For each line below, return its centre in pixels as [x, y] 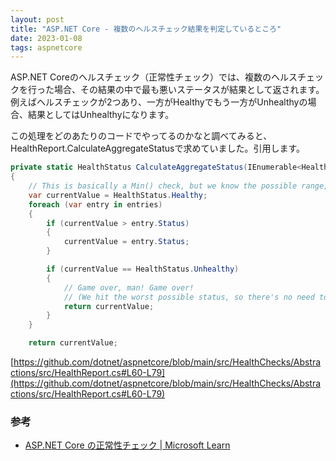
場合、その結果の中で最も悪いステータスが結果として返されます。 [189, 90]
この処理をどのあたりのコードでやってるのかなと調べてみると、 [141, 136]
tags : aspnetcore [46, 47]
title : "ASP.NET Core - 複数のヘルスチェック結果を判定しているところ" [146, 29]
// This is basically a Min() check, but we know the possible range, [178, 186]
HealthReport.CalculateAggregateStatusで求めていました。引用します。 [158, 148]
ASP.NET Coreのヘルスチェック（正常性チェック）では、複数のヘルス [154, 77]
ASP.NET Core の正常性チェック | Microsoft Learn [127, 445]
